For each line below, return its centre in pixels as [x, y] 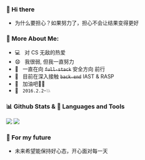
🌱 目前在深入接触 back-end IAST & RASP [64, 76]
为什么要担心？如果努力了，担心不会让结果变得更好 [77, 23]
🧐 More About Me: [32, 39]
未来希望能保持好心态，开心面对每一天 [61, 151]
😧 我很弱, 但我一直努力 [45, 61]
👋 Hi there [21, 9]
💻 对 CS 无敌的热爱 [40, 52]
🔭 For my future [29, 137]
